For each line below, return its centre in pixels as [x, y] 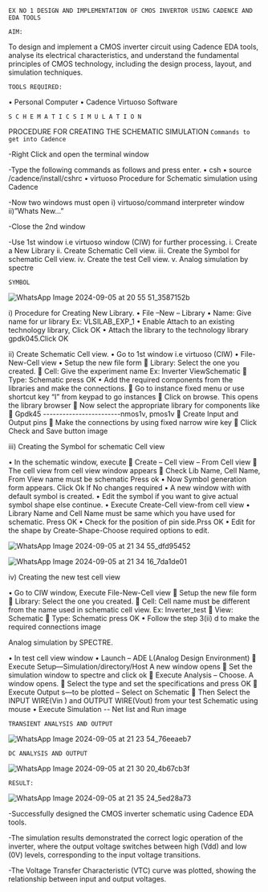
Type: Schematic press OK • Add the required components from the [121, 380]
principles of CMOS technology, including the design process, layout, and [130, 64]
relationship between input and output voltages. [87, 879]
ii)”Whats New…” [36, 211]
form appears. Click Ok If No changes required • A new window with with [130, 488]
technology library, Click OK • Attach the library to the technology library [128, 330]
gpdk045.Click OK [39, 338]
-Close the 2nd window [47, 227]
